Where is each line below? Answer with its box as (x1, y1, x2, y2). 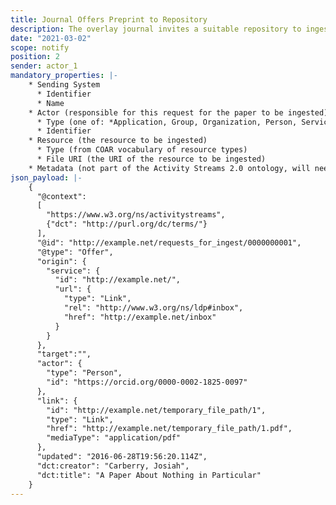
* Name (36, 98, 65, 108)
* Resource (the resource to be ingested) (28, 136, 208, 146)
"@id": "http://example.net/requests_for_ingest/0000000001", (36, 237, 302, 248)
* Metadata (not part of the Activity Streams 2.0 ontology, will (28, 163, 311, 173)
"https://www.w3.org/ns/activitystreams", (46, 210, 226, 220)
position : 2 (10, 52, 60, 62)
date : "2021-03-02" (10, 33, 92, 43)
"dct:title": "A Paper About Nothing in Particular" (36, 470, 262, 480)
